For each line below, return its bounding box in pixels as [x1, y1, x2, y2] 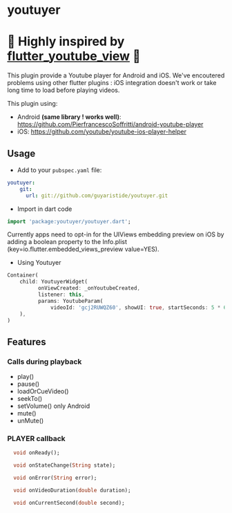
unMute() [17, 417, 44, 425]
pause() [17, 380, 40, 389]
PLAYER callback [7, 434, 66, 444]
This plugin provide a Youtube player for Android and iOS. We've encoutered [7, 71, 225, 80]
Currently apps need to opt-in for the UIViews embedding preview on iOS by [7, 230, 224, 239]
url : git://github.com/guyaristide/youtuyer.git [25, 192, 168, 199]
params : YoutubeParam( [37, 297, 104, 304]
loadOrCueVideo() [17, 387, 69, 395]
